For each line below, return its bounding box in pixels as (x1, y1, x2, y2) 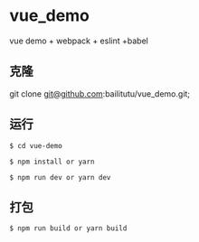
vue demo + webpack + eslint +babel (9, 35, 149, 46)
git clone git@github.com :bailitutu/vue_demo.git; (9, 88, 191, 99)
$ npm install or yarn (9, 157, 95, 166)
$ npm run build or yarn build (9, 224, 128, 233)
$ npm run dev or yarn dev (9, 172, 111, 181)
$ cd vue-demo (9, 141, 63, 150)
